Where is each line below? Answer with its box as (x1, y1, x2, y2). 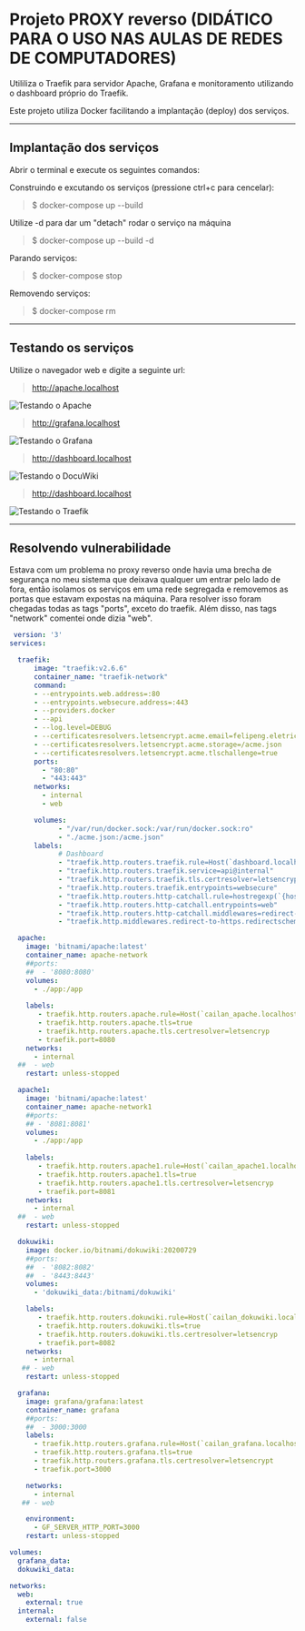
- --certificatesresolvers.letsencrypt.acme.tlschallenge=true (33, 748, 279, 757)
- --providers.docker (33, 706, 116, 715)
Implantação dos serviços (9, 140, 160, 156)
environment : (25, 1514, 75, 1524)
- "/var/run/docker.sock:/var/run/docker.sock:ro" (57, 824, 254, 833)
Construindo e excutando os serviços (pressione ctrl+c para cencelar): (9, 182, 275, 193)
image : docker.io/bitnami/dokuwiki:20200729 (25, 1245, 197, 1255)
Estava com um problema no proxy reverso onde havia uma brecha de (9, 564, 272, 575)
